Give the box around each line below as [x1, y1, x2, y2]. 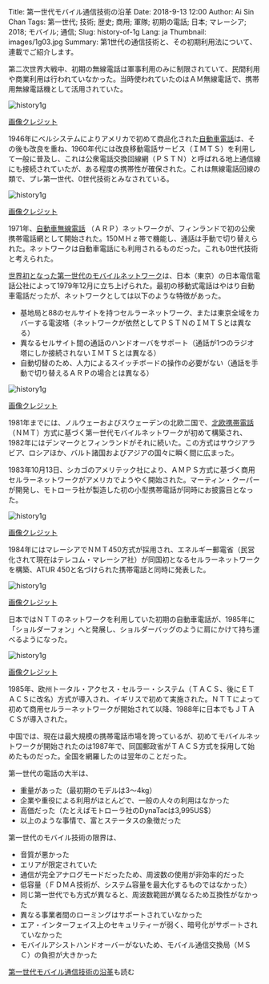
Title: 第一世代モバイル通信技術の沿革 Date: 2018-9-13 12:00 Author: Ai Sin [8, 7, 255, 16]
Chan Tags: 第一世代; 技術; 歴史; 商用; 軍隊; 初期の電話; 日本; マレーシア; [8, 17, 247, 26]
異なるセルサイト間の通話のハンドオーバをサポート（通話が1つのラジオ [19, 338, 255, 348]
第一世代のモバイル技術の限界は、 [8, 833, 121, 842]
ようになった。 [22, 635, 72, 644]
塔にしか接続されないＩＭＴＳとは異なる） [19, 348, 161, 357]
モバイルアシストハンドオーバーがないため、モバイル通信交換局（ [19, 940, 238, 949]
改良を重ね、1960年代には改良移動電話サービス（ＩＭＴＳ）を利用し [29, 144, 256, 153]
